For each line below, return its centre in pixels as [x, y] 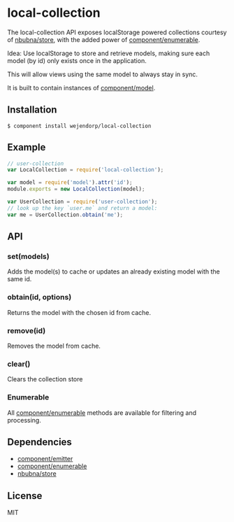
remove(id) [27, 330]
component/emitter [45, 459]
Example [27, 147]
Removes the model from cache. [54, 346]
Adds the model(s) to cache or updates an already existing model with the [114, 271]
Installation [32, 110]
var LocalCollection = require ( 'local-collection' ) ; [86, 170]
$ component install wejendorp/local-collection [79, 126]
